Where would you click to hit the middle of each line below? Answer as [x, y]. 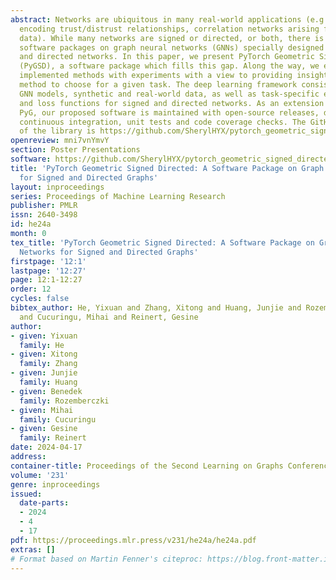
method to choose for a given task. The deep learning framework [158, 85]
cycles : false [40, 299]
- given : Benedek [46, 391]
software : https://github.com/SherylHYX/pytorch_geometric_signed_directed [171, 159]
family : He [42, 345]
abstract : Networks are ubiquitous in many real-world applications [156, 19]
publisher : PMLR [44, 206]
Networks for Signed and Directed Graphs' [109, 252]
